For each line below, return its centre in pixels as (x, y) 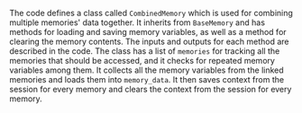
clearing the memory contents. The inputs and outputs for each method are (150, 41)
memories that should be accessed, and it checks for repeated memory (142, 61)
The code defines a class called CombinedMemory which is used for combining (151, 13)
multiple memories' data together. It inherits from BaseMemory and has (137, 22)
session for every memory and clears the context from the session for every (151, 89)
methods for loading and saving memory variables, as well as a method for (148, 32)
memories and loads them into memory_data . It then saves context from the (147, 79)
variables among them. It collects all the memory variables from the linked (146, 70)
